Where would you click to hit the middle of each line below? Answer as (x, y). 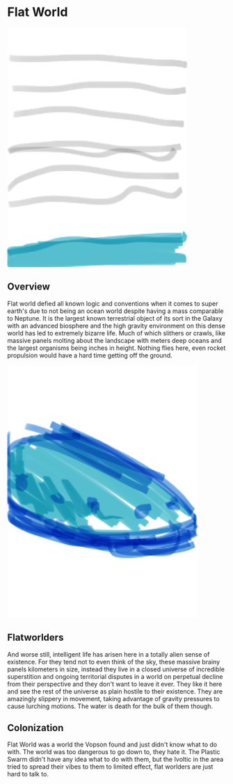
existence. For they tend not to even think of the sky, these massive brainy (114, 662)
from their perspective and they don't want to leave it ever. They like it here (115, 684)
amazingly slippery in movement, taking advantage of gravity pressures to (114, 698)
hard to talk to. (28, 774)
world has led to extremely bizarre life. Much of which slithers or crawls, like (116, 333)
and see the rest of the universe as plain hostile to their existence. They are (115, 691)
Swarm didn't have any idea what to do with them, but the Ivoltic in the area (115, 760)
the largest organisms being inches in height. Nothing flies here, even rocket (116, 348)
